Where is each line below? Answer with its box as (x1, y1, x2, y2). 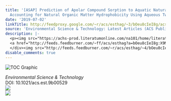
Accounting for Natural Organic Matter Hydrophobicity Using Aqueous (10, 12, 160, 17)
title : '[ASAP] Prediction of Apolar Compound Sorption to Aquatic (5, 7, 152, 13)
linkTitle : (5, 21, 28, 27)
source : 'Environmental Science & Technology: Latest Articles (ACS (5, 27, 154, 32)
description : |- (5, 31, 40, 36)
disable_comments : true (5, 50, 56, 55)
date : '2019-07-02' (5, 17, 47, 22)
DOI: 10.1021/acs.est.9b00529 (5, 80, 68, 86)
